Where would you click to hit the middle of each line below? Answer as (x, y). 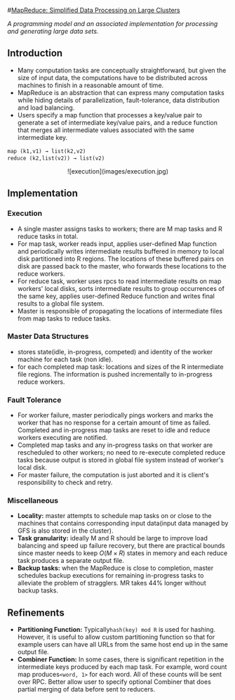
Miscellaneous (33, 500)
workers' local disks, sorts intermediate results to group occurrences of (121, 288)
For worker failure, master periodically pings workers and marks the (115, 415)
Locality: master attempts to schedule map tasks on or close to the (114, 516)
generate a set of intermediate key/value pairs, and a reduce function (117, 122)
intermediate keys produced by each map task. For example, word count (122, 667)
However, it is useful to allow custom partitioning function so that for (116, 637)
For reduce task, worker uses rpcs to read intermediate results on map (119, 281)
